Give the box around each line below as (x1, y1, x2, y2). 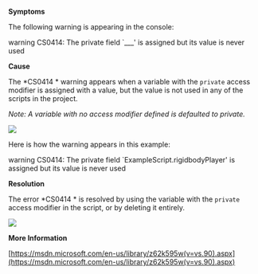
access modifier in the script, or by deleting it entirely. (8, 203, 186, 212)
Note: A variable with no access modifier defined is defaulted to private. (8, 109, 245, 119)
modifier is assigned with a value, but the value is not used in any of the (8, 85, 244, 95)
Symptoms (8, 7, 45, 16)
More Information (8, 233, 68, 242)
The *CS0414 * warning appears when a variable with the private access (8, 77, 251, 86)
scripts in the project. (8, 94, 78, 103)
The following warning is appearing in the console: (8, 22, 174, 31)
